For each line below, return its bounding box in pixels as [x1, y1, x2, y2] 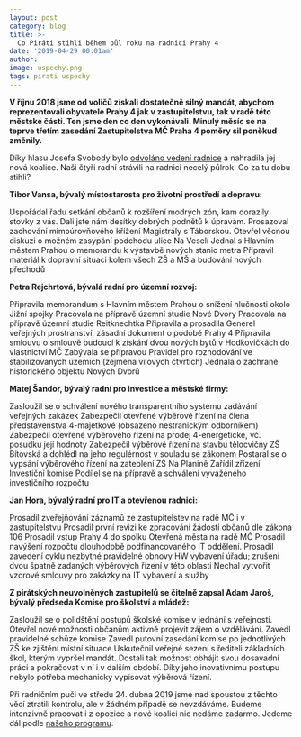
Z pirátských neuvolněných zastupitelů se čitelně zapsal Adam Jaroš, [9, 587, 274, 597]
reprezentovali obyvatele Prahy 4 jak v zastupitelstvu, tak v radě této [9, 105, 271, 117]
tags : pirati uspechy [9, 72, 91, 81]
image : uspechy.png [9, 64, 83, 73]
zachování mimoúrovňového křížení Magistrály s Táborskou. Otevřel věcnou [9, 225, 290, 236]
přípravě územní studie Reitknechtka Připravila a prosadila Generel [9, 317, 256, 329]
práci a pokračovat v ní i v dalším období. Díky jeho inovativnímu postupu [9, 661, 280, 672]
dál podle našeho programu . [9, 717, 114, 728]
